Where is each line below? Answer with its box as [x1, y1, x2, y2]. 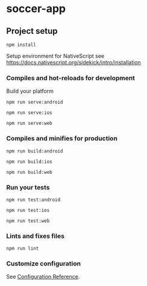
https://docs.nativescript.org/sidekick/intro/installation [6, 59, 142, 66]
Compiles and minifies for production [6, 135, 117, 143]
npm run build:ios [6, 159, 52, 165]
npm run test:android [6, 197, 61, 203]
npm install [6, 42, 36, 48]
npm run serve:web [6, 120, 52, 127]
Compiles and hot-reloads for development [6, 74, 136, 82]
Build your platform [6, 87, 54, 95]
